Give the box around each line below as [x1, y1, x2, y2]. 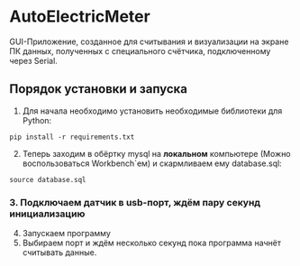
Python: [22, 115, 52, 125]
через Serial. [9, 55, 59, 66]
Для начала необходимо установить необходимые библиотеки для [22, 105, 283, 116]
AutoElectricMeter [9, 6, 150, 27]
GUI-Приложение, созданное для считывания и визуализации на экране [9, 36, 289, 47]
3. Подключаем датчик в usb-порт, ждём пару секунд [9, 196, 261, 208]
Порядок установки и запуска [9, 81, 187, 96]
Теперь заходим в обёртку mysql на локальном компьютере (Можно [22, 148, 291, 159]
